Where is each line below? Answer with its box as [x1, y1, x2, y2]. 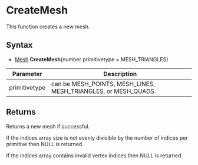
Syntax [6, 40, 33, 50]
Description [103, 70, 137, 78]
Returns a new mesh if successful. [6, 123, 90, 130]
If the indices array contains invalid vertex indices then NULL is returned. [6, 151, 183, 159]
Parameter [12, 70, 42, 78]
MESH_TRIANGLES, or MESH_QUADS [51, 87, 155, 95]
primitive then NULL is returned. [6, 140, 84, 147]
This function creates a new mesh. [6, 23, 90, 30]
